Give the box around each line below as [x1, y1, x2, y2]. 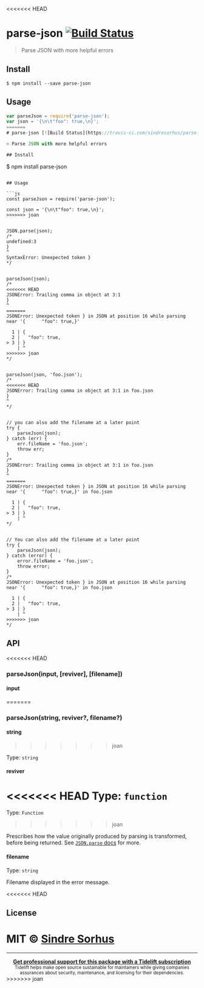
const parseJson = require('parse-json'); [6, 196, 115, 202]
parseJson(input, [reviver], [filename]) [6, 669, 123, 678]
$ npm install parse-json [6, 162, 67, 170]
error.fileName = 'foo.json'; [17, 558, 94, 564]
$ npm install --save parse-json [6, 80, 91, 86]
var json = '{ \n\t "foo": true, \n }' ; [6, 119, 99, 125]
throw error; [17, 563, 50, 569]
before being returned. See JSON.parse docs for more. [6, 839, 141, 846]
